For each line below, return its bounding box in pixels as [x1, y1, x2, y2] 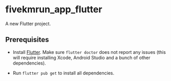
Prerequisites [5, 35, 49, 44]
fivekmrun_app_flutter [5, 4, 102, 15]
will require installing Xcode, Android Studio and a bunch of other [12, 54, 151, 60]
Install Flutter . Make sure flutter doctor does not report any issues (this [12, 49, 166, 55]
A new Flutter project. [5, 21, 51, 27]
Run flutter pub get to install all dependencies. [12, 70, 114, 76]
